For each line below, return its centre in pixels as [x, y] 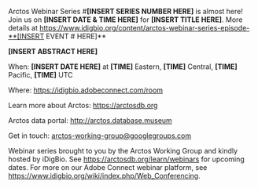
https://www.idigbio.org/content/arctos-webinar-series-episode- [144, 28]
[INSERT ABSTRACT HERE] [53, 51]
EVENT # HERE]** [76, 36]
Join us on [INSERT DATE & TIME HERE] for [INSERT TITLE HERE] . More [125, 20]
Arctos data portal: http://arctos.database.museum [90, 120]
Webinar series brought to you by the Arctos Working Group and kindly [123, 151]
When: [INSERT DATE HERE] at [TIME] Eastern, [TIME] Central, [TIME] [123, 67]
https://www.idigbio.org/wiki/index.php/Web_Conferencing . [104, 176]
